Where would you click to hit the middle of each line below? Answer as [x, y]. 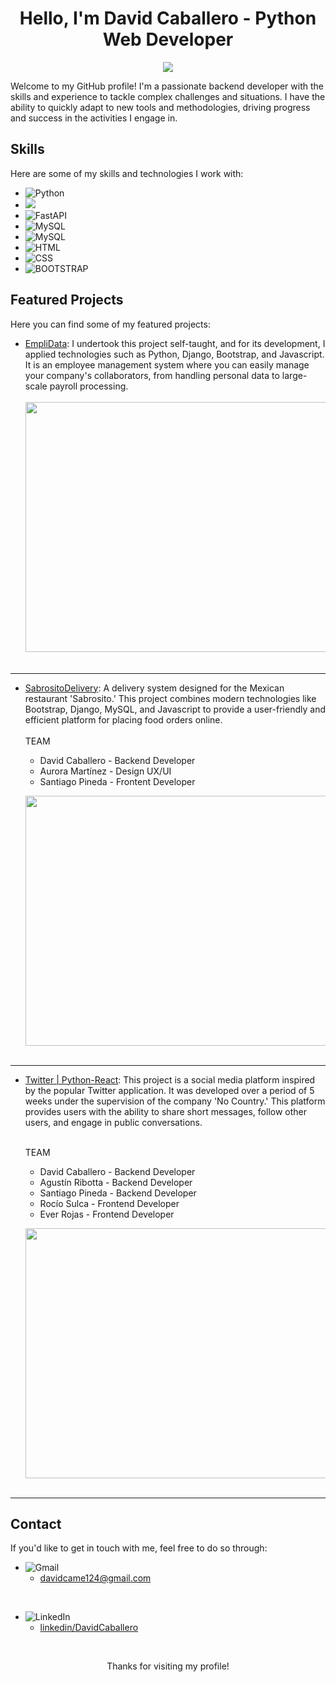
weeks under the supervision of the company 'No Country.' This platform [175, 1101]
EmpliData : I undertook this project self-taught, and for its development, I [175, 343]
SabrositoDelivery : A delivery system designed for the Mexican [154, 688]
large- [294, 375]
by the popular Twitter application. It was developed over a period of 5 [169, 1090]
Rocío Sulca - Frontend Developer [109, 1203]
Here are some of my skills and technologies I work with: [127, 173]
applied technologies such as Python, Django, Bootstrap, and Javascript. [174, 354]
